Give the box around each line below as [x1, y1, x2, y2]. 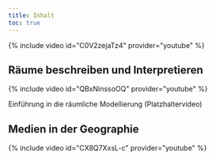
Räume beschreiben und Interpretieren [8, 63, 203, 76]
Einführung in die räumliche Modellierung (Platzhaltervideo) [8, 99, 203, 109]
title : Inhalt [8, 11, 55, 20]
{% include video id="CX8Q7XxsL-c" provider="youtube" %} [8, 143, 207, 153]
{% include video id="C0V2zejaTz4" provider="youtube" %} [8, 40, 206, 50]
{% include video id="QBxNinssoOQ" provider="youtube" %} [8, 84, 208, 94]
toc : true [8, 19, 41, 27]
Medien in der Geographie [8, 122, 139, 136]
